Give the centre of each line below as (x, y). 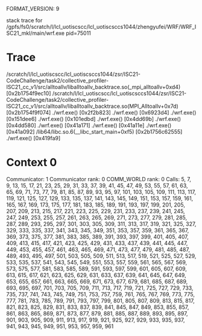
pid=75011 (79, 33)
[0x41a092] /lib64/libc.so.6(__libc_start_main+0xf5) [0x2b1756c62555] (94, 131)
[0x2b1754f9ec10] (29, 93)
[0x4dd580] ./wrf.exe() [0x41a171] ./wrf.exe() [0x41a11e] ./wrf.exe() (89, 125)
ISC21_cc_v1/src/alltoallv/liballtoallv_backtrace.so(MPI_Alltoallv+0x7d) (93, 106)
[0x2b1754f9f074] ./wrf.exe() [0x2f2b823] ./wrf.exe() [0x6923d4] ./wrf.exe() (101, 112)
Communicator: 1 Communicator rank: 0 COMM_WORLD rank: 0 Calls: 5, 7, (99, 179)
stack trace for (24, 20)
